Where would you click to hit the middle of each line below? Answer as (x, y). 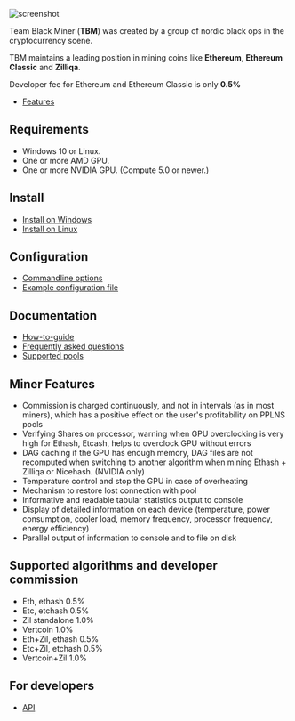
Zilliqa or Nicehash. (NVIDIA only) (83, 472)
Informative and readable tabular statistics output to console (132, 500)
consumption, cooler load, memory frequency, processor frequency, (147, 519)
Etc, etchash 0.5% (56, 611)
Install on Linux (50, 229)
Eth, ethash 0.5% (53, 601)
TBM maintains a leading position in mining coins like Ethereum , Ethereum (146, 57)
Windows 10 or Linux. (61, 150)
